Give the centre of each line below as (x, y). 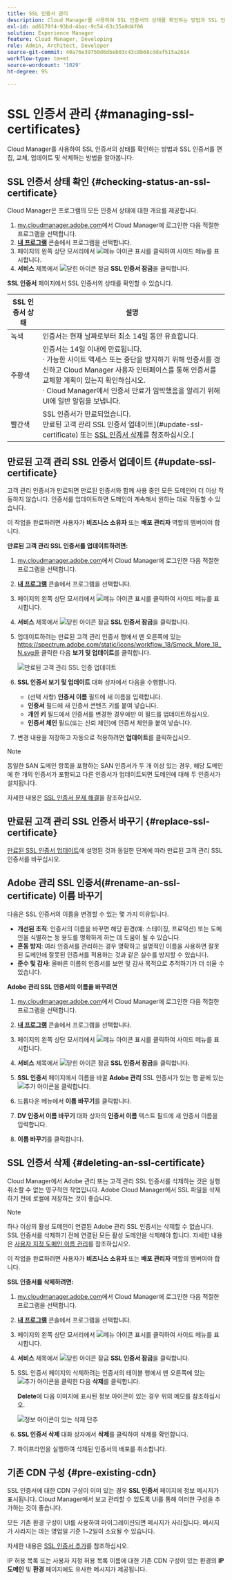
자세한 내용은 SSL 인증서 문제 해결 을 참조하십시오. (75, 798)
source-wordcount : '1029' (44, 65)
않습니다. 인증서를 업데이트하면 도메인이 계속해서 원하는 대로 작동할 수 (119, 499)
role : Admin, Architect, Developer (58, 46)
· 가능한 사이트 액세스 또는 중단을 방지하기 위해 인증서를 (127, 359)
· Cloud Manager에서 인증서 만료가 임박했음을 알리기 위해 (132, 390)
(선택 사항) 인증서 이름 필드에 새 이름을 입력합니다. (95, 697)
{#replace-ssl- (178, 822)
